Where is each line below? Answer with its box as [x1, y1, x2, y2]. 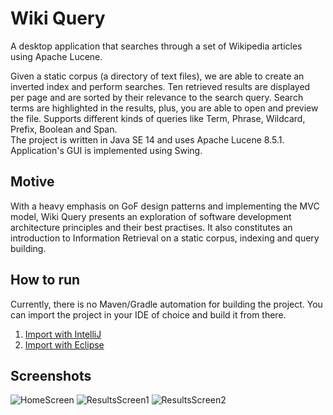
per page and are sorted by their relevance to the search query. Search [10, 91, 304, 103]
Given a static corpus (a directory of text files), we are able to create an [10, 70, 305, 82]
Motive [10, 173, 55, 191]
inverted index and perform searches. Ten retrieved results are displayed [10, 80, 311, 92]
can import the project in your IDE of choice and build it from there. [10, 308, 287, 321]
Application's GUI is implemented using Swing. [10, 144, 203, 156]
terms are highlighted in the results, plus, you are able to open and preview [10, 102, 319, 114]
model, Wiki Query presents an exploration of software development [10, 210, 292, 222]
